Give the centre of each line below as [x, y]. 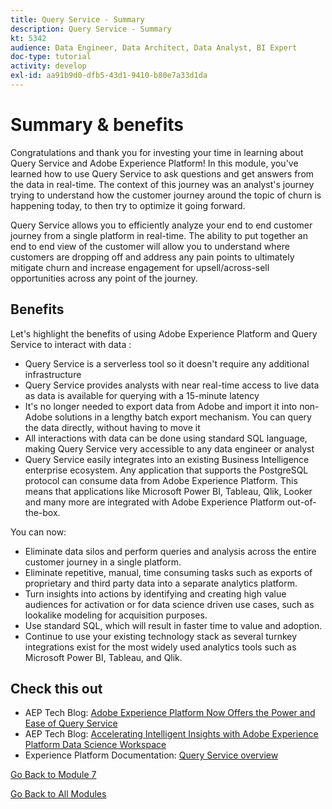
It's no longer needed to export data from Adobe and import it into [161, 406]
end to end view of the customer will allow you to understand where [150, 246]
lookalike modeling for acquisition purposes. [116, 615]
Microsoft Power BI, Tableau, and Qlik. [103, 657]
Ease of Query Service [71, 723]
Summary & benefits [97, 125]
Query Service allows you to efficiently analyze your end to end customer [161, 225]
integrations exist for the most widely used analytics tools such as [160, 647]
